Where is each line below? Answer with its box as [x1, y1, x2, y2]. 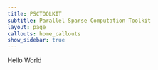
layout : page [7, 23, 46, 30]
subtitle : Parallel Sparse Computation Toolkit [7, 17, 152, 24]
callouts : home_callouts [7, 30, 81, 37]
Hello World [7, 56, 42, 64]
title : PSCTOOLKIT [7, 10, 62, 18]
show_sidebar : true [7, 37, 65, 44]
